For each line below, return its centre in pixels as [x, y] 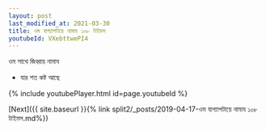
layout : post [30, 16]
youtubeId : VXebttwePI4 [49, 38]
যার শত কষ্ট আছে [40, 78]
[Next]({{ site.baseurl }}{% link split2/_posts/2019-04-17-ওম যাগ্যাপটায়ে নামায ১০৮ [133, 109]
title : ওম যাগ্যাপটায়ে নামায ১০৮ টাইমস [57, 31]
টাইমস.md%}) [28, 119]
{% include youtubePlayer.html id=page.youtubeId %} [98, 94]
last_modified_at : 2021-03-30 [59, 23]
